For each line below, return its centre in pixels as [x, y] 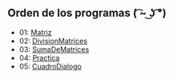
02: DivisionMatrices [53, 41]
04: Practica [39, 57]
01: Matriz [35, 32]
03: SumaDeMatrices [54, 49]
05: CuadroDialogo [50, 66]
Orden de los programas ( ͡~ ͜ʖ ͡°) [87, 13]
